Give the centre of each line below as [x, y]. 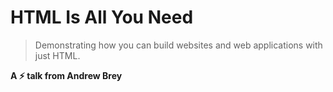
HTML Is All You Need [102, 17]
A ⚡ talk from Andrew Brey [66, 75]
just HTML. [57, 55]
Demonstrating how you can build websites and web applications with [178, 45]
